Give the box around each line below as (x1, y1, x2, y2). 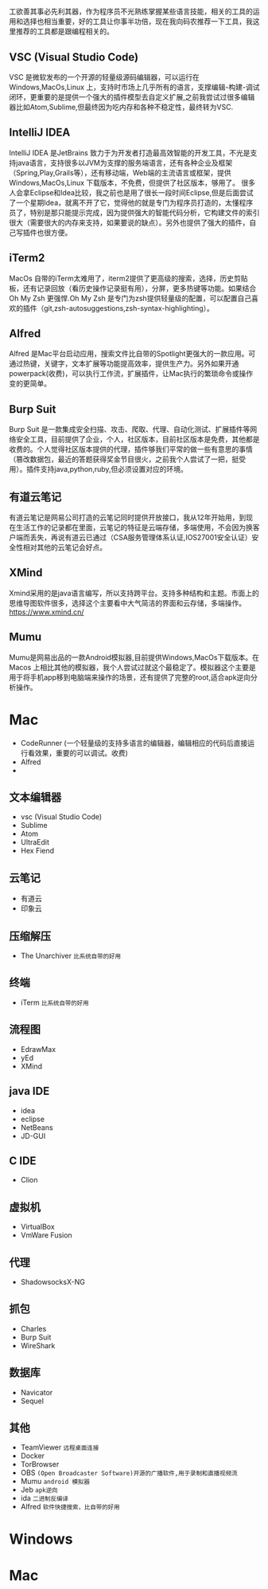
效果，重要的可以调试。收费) (34, 747, 128, 758)
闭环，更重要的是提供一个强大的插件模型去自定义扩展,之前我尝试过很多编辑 (9, 92, 255, 101)
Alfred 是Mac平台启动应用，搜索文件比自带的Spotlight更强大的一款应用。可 (9, 349, 256, 359)
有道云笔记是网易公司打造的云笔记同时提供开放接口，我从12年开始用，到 (9, 512, 247, 523)
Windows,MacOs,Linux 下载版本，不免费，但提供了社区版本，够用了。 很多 (9, 178, 256, 187)
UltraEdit (20, 838, 50, 847)
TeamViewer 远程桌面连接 (20, 1442, 99, 1452)
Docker (20, 1451, 45, 1461)
